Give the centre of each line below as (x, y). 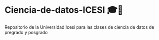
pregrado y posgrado (26, 32)
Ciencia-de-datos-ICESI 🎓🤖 (64, 10)
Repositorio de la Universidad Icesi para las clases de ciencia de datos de (79, 27)
